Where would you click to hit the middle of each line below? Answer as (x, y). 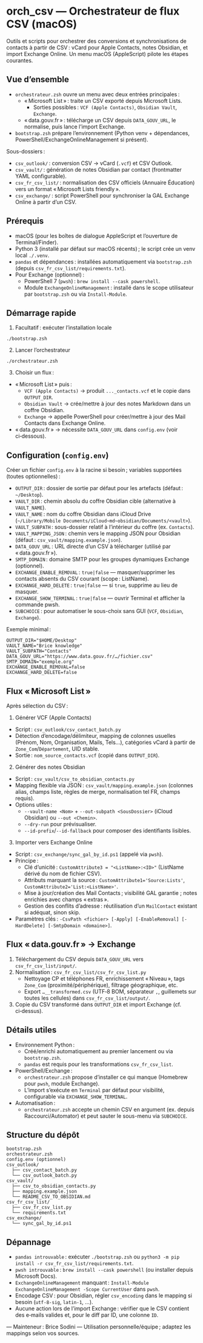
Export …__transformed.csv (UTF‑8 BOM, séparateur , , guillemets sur (110, 991)
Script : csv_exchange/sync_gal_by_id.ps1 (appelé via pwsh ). (89, 854)
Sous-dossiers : (26, 151)
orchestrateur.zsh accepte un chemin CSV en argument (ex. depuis (109, 1109)
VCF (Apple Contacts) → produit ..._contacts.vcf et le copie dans (107, 391)
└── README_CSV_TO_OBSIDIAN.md (51, 1197)
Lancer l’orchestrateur (43, 350)
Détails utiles (32, 1030)
